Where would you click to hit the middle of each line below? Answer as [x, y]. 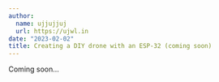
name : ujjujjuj [41, 24]
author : [21, 16]
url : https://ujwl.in [52, 31]
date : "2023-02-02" [41, 39]
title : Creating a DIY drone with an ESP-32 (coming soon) [110, 46]
